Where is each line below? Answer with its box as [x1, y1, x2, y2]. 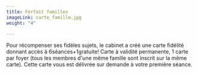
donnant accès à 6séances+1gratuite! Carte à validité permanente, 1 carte [6, 48, 189, 55]
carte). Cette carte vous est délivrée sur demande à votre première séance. [6, 61, 193, 68]
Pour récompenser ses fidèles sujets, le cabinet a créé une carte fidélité [6, 42, 184, 49]
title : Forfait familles [6, 8, 68, 15]
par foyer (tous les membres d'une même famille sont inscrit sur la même [6, 55, 187, 62]
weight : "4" [6, 20, 36, 26]
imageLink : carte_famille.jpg [6, 14, 82, 20]
